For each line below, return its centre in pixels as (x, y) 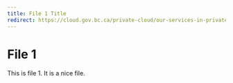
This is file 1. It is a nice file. (46, 73)
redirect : (21, 20)
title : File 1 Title (37, 13)
